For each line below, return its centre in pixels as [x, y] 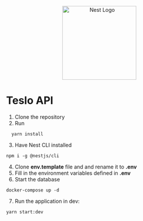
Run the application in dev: [47, 201]
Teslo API [30, 101]
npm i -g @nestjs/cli [33, 156]
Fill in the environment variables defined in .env [73, 173]
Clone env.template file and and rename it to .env [76, 167]
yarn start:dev [25, 212]
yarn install [27, 134]
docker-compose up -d [33, 190]
